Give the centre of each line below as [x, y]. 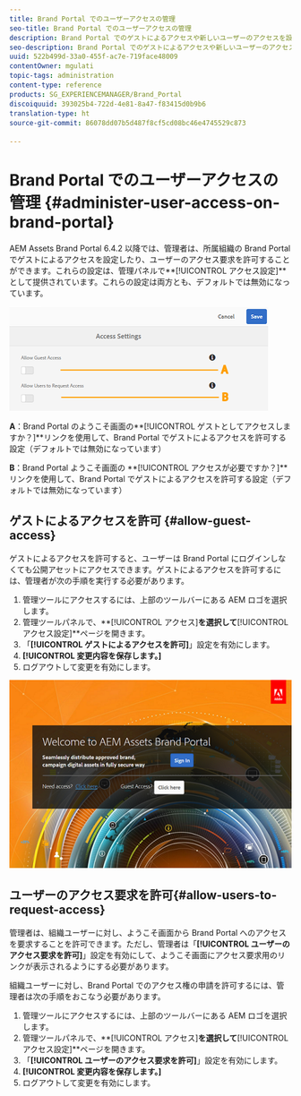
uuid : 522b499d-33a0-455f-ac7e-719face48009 [94, 57]
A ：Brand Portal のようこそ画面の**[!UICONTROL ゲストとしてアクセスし [146, 426]
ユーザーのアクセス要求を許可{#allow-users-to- [143, 895]
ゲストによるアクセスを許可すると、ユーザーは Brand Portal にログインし [144, 558]
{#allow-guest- [208, 521]
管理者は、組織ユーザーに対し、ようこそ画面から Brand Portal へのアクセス [148, 932]
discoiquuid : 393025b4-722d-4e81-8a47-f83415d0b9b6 [107, 104]
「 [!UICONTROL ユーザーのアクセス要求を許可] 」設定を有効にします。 [152, 1060]
